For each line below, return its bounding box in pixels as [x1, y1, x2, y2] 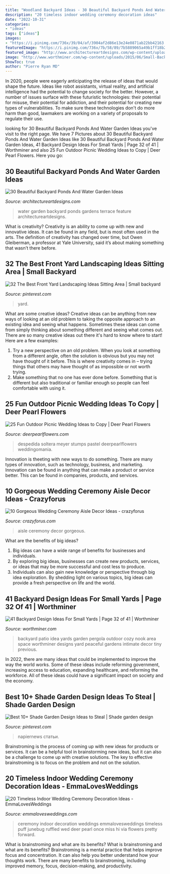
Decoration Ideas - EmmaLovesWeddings [5, 782, 139, 791]
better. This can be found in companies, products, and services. [5, 472, 139, 478]
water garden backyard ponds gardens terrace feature [17, 208, 132, 214]
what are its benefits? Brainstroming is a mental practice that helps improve [5, 847, 162, 853]
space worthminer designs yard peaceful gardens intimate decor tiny [17, 641, 162, 647]
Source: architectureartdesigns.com [5, 198, 81, 204]
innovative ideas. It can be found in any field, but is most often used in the [5, 229, 159, 235]
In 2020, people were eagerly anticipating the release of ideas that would [5, 78, 158, 84]
